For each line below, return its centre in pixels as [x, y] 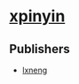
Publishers [39, 49]
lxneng [35, 70]
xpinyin [37, 16]
